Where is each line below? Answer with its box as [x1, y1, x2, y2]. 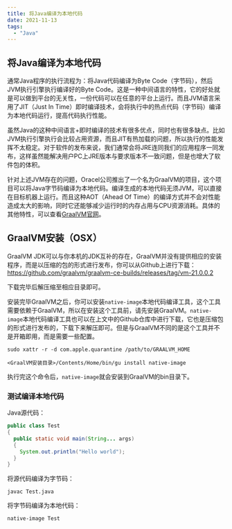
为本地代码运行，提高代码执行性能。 [7, 112, 111, 120]
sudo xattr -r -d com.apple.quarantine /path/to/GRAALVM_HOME [7, 346, 190, 353]
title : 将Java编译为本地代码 [7, 10, 83, 17]
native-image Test [7, 515, 60, 522]
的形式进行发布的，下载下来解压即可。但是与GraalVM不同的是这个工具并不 [7, 323, 220, 331]
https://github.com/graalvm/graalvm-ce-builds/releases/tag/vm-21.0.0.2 [7, 268, 214, 277]
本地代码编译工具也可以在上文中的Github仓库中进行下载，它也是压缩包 [22, 315, 224, 323]
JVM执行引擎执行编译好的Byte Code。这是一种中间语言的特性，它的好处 [7, 85, 215, 94]
